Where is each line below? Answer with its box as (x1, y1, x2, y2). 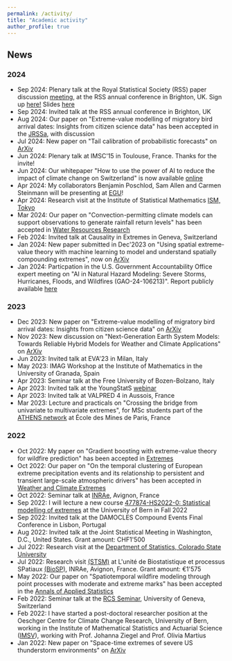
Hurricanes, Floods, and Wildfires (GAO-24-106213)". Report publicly (17, 277, 214, 285)
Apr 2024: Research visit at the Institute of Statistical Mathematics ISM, (17, 196, 221, 205)
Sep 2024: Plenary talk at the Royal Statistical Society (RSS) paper (17, 85, 207, 94)
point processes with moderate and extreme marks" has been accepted (17, 579, 223, 587)
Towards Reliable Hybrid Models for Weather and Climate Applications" (17, 340, 221, 348)
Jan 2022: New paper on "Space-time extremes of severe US (17, 638, 193, 646)
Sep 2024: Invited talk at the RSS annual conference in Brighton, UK (17, 108, 211, 116)
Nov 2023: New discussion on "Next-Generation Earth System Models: (17, 333, 220, 341)
